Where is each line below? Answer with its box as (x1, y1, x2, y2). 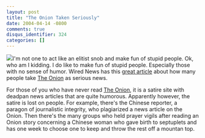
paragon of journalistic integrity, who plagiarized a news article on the (6, 106, 182, 113)
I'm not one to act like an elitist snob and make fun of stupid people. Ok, (12, 55, 194, 62)
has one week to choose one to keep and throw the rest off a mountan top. (6, 125, 195, 132)
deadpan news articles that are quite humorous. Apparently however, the (6, 93, 190, 100)
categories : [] (6, 37, 45, 43)
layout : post (6, 9, 40, 15)
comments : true (6, 26, 45, 32)
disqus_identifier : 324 (6, 32, 67, 38)
